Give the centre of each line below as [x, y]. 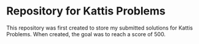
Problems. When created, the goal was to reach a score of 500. [86, 34]
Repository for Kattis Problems [86, 11]
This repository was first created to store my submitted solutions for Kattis [100, 28]
